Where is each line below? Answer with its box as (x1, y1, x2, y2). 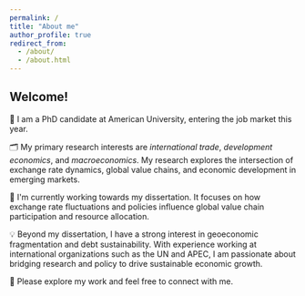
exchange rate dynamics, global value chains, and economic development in (9, 164, 297, 175)
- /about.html (17, 56, 71, 65)
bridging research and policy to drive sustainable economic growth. (9, 258, 263, 269)
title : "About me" (9, 22, 79, 31)
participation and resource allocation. (9, 210, 150, 221)
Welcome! (9, 89, 68, 105)
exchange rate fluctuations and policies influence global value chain (9, 201, 265, 212)
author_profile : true (9, 30, 92, 39)
